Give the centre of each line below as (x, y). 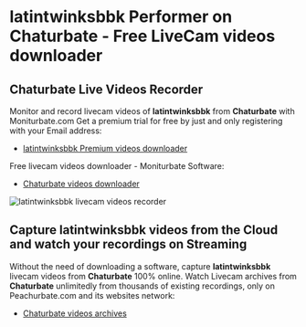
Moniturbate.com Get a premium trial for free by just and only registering (146, 121)
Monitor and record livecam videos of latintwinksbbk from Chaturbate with (152, 111)
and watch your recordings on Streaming (128, 244)
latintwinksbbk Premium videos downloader (105, 148)
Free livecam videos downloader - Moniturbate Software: (117, 166)
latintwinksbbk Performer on (121, 17)
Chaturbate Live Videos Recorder (106, 89)
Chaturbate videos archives (75, 313)
